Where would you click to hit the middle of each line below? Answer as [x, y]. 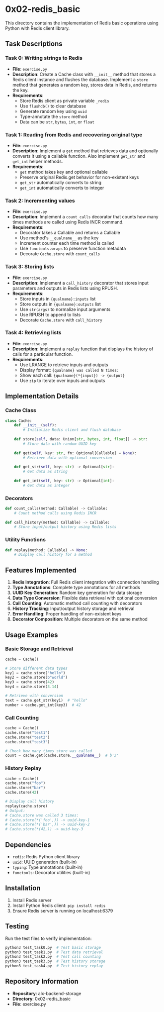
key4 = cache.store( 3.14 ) [32, 687]
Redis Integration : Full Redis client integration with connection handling [85, 582]
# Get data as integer [46, 485]
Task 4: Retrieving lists [33, 333]
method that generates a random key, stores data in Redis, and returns [84, 85]
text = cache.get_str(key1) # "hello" [46, 700]
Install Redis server [32, 900]
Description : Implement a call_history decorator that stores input [81, 283]
